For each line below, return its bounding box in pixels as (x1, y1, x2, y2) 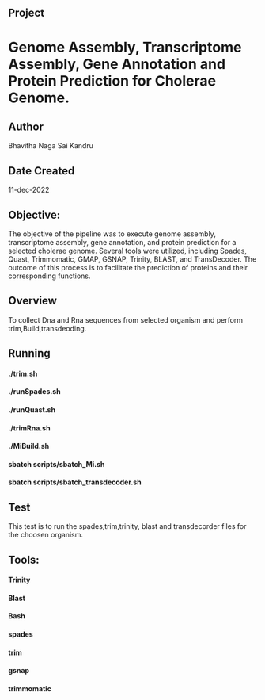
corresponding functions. (8, 271, 91, 281)
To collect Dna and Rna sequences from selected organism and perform (8, 315, 244, 324)
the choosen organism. (8, 530, 84, 540)
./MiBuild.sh (8, 442, 50, 451)
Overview (8, 294, 58, 308)
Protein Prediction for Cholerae (8, 71, 216, 90)
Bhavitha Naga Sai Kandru (8, 141, 93, 151)
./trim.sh (8, 369, 38, 378)
